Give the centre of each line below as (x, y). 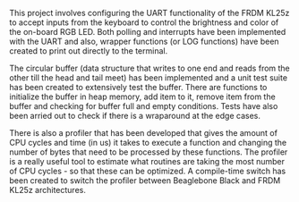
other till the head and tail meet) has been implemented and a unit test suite (149, 78)
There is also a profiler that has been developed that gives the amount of (143, 133)
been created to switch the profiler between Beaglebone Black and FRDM (145, 181)
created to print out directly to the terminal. (89, 51)
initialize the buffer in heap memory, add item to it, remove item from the (142, 97)
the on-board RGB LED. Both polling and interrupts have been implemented (148, 32)
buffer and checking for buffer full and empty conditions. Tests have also (144, 106)
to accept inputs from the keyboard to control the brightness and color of (144, 22)
